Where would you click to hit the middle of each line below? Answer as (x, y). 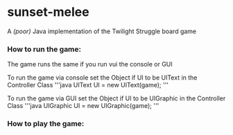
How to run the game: (44, 49)
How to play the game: (46, 124)
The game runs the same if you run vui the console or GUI (90, 64)
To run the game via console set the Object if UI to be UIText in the (102, 78)
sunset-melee (48, 12)
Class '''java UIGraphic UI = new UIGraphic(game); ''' (83, 106)
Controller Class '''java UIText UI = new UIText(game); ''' (88, 85)
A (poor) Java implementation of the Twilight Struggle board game (102, 31)
